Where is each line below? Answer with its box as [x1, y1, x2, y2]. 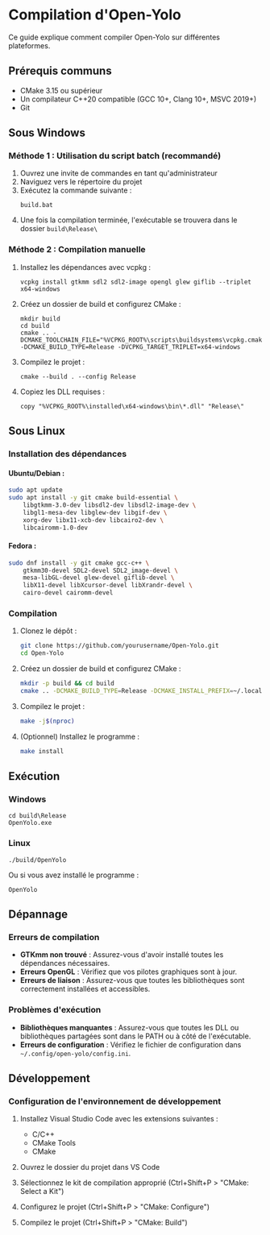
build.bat [19, 201, 54, 209]
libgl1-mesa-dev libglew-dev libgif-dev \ [23, 508, 168, 516]
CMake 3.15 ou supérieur [19, 85, 103, 95]
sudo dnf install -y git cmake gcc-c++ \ [8, 558, 150, 567]
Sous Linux [8, 425, 66, 438]
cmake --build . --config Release [19, 372, 136, 380]
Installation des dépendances [8, 449, 127, 460]
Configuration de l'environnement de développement [8, 1096, 222, 1107]
